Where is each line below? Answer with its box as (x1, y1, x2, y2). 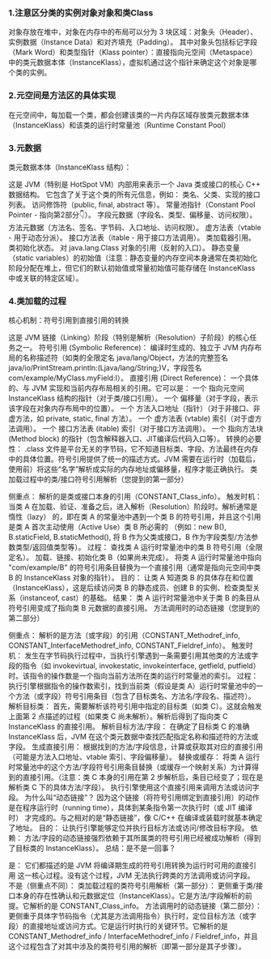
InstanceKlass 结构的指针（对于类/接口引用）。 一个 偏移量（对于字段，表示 (8, 393, 259, 403)
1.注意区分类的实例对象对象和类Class (8, 6, 154, 18)
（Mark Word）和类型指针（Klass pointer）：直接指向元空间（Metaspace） (8, 47, 257, 58)
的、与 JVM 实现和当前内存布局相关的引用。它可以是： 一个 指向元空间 (8, 383, 245, 393)
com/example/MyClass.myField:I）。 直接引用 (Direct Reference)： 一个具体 (8, 373, 259, 383)
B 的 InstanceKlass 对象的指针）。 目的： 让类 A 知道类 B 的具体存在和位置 (8, 573, 254, 583)
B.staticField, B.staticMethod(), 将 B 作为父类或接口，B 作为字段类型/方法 (8, 533, 252, 542)
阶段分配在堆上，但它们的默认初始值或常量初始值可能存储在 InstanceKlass (8, 263, 256, 272)
